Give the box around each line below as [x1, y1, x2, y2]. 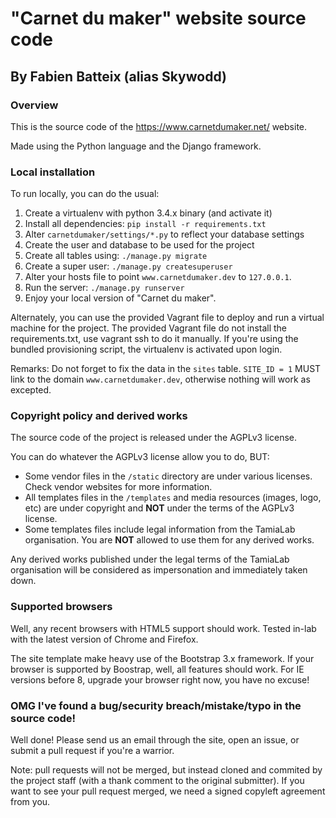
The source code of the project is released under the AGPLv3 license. [10, 432, 297, 444]
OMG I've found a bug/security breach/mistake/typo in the [10, 698, 302, 712]
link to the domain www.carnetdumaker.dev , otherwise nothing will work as [10, 373, 311, 386]
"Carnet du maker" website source [10, 7, 307, 30]
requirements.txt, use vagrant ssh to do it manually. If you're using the [10, 333, 299, 345]
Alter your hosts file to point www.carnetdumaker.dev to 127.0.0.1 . [24, 271, 292, 283]
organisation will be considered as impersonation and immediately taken [10, 564, 308, 576]
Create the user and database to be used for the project [24, 239, 255, 251]
